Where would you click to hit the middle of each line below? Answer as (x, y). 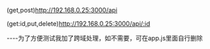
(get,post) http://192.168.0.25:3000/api (62, 10)
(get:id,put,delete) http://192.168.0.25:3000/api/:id (78, 23)
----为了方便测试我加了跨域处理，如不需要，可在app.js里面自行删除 (105, 38)
